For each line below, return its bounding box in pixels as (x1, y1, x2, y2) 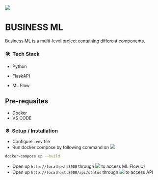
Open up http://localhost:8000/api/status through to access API (12, 169, 154, 175)
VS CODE (12, 115, 32, 121)
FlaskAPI (12, 73, 30, 79)
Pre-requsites (5, 97, 49, 105)
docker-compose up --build (5, 154, 60, 159)
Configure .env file (12, 139, 50, 145)
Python (12, 63, 27, 69)
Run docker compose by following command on (12, 145, 109, 150)
